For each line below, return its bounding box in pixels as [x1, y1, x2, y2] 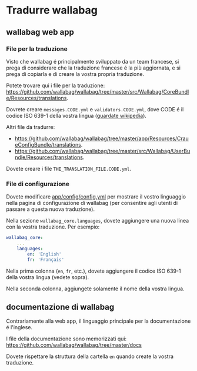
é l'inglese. [6, 324, 33, 331]
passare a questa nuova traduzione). [6, 206, 95, 213]
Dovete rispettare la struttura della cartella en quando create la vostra [6, 353, 174, 360]
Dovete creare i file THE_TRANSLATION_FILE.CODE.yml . [6, 165, 131, 172]
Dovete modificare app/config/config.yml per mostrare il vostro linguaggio [6, 193, 186, 200]
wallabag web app [6, 27, 75, 37]
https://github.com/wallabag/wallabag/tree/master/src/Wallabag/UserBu [14, 147, 191, 154]
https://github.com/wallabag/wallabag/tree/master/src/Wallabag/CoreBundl [6, 88, 189, 95]
